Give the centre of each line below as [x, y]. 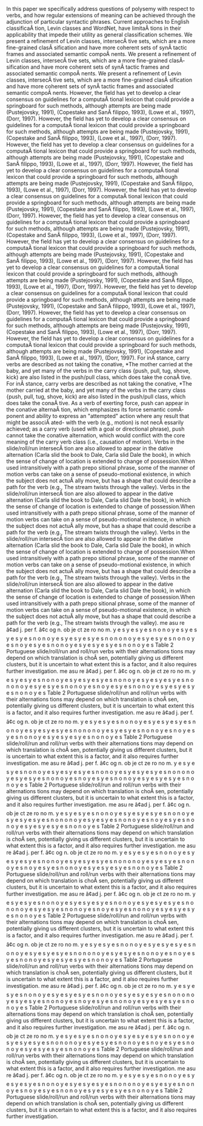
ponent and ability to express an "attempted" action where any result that [98, 416]
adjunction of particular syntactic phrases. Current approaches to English [98, 22]
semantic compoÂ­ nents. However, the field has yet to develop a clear [94, 93]
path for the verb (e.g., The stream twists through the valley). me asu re [95, 623]
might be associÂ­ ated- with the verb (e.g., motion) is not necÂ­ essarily [95, 422]
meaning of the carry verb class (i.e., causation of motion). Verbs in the [95, 442]
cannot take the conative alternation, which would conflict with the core [96, 435]
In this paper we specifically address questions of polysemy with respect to [101, 9]
